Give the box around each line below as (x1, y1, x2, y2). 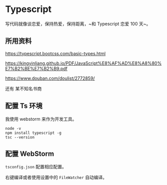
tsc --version (5, 134, 35, 140)
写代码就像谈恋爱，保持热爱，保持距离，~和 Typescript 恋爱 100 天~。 (5, 21, 151, 27)
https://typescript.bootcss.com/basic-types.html (5, 50, 106, 56)
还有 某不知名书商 (5, 85, 42, 91)
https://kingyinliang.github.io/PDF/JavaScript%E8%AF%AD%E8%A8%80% (5, 60, 162, 66)
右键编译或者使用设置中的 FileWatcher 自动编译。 (5, 174, 107, 180)
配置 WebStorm (5, 149, 54, 158)
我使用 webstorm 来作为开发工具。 (5, 116, 77, 122)
